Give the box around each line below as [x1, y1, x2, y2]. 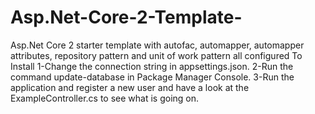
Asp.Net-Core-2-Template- [10, 6, 243, 29]
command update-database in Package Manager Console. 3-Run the [10, 71, 295, 83]
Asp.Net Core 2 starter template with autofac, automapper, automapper [10, 39, 305, 51]
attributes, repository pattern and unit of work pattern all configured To [10, 49, 303, 61]
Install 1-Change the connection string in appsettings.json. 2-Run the [10, 60, 294, 72]
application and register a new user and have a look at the [10, 81, 250, 93]
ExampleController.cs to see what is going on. [10, 92, 200, 104]
